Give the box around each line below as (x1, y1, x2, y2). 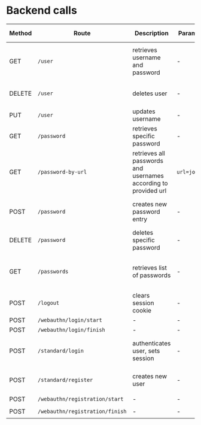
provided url (132, 186, 167, 195)
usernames (132, 171, 165, 180)
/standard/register (38, 377, 93, 383)
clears (132, 291, 150, 299)
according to (132, 179, 169, 187)
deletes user (132, 89, 167, 98)
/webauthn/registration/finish (38, 408, 127, 415)
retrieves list (132, 263, 167, 272)
